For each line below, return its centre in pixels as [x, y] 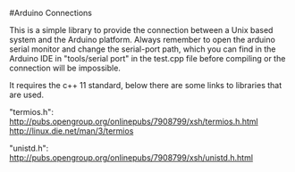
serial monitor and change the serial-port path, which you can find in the [143, 49]
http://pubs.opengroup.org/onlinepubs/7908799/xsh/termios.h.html [134, 121]
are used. [27, 94]
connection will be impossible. [65, 68]
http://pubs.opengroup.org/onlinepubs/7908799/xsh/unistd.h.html [131, 158]
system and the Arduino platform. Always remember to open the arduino [142, 40]
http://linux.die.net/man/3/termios [72, 131]
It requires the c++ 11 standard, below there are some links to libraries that [146, 85]
